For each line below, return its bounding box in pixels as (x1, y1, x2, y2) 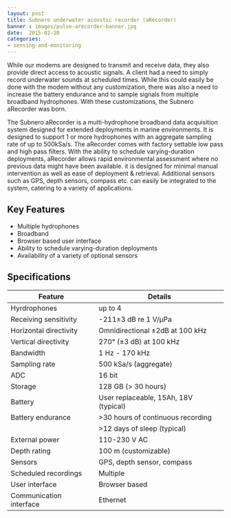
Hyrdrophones (10, 303, 57, 313)
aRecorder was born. (7, 105, 67, 113)
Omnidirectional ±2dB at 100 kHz (98, 325, 208, 335)
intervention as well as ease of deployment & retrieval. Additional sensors (7, 169, 215, 177)
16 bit (98, 370, 118, 380)
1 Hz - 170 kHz (98, 348, 151, 358)
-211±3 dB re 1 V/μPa (98, 314, 172, 324)
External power (10, 435, 60, 444)
